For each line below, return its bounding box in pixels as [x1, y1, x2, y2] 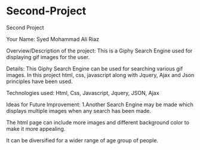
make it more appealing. [6, 125, 66, 132]
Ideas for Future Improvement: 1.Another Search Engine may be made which [6, 100, 194, 108]
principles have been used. [6, 78, 73, 85]
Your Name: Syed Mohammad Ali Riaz [6, 35, 100, 42]
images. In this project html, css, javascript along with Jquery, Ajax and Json [6, 71, 195, 78]
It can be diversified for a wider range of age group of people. [6, 136, 159, 144]
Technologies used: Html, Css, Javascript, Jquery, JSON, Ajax [6, 89, 159, 96]
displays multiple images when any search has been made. [6, 107, 152, 114]
